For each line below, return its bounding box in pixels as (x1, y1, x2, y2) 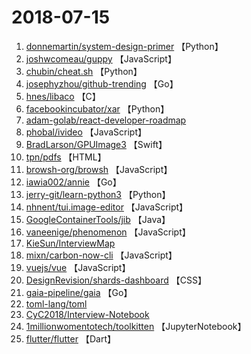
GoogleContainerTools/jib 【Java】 (25, 213, 171, 225)
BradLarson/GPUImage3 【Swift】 (25, 138, 168, 150)
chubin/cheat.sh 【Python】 (25, 65, 143, 77)
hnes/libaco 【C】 (25, 90, 101, 102)
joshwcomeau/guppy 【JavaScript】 (25, 52, 177, 65)
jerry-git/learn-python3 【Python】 (25, 188, 171, 200)
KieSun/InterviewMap (25, 237, 116, 249)
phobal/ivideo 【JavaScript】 (25, 126, 148, 138)
